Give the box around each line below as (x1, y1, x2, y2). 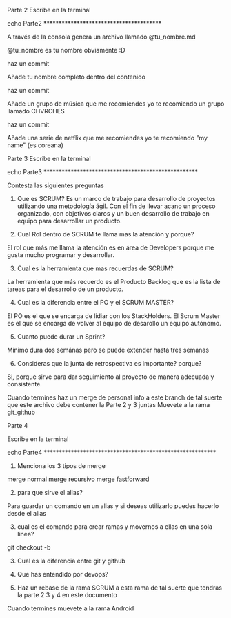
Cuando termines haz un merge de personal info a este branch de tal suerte (7, 393, 223, 402)
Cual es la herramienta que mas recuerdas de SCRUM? (17, 264, 174, 272)
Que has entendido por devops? (17, 570, 109, 578)
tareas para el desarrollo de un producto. (7, 285, 124, 293)
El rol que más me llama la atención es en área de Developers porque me (7, 243, 214, 252)
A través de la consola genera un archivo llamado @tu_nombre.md (7, 32, 196, 41)
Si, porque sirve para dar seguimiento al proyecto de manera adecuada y (7, 373, 214, 381)
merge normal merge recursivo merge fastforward (7, 475, 150, 483)
